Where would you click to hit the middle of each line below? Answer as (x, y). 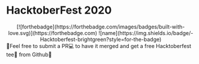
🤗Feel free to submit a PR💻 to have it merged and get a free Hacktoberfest (99, 46)
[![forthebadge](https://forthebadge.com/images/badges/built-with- (101, 27)
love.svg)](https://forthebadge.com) (53, 33)
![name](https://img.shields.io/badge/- (146, 33)
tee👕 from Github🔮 (29, 55)
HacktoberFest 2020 (59, 10)
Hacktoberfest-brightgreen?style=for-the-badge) (101, 39)
